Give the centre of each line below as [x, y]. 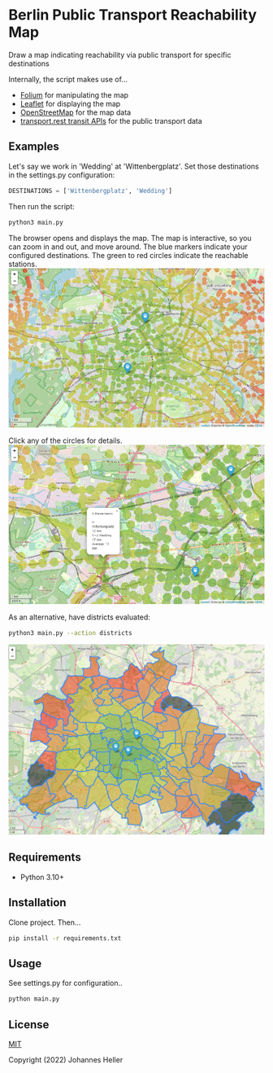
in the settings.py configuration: [62, 175]
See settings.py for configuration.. [66, 983]
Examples [34, 147]
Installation [37, 902]
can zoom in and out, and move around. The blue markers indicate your [128, 247]
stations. [23, 264]
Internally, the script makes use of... [68, 79]
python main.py [34, 999]
